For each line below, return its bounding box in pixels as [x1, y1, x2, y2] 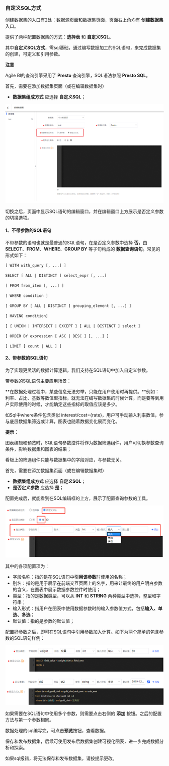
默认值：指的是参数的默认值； [12, 618, 74, 624]
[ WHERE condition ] [5, 293, 49, 298]
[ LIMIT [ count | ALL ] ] [5, 343, 62, 349]
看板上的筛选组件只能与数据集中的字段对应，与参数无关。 [5, 456, 124, 463]
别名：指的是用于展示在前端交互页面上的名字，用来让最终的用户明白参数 [12, 580, 162, 586]
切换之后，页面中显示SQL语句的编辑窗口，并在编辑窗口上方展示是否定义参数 [5, 209, 164, 215]
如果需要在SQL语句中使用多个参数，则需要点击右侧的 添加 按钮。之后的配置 [5, 710, 162, 717]
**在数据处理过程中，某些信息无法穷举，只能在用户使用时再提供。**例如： [5, 388, 160, 394]
